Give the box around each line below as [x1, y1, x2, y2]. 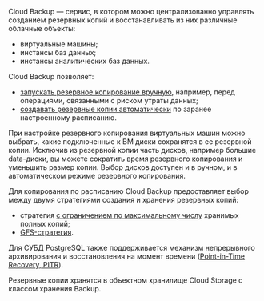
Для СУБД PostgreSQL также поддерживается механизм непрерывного [8, 243, 256, 252]
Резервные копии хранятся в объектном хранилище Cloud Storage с [8, 275, 243, 285]
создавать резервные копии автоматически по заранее [19, 104, 212, 114]
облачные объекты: [8, 24, 76, 33]
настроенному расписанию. [19, 113, 118, 122]
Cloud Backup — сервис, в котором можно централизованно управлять [8, 7, 254, 16]
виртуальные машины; [19, 39, 98, 49]
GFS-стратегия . [19, 227, 74, 237]
